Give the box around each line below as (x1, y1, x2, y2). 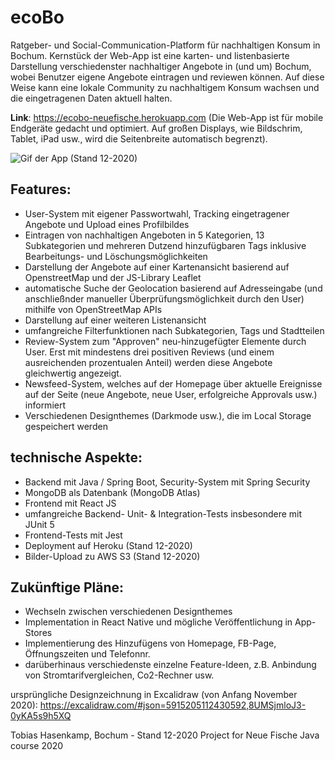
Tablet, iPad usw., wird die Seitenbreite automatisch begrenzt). (10, 132, 268, 145)
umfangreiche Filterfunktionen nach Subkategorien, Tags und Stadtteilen (24, 324, 325, 336)
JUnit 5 (24, 518, 55, 530)
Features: (10, 181, 72, 198)
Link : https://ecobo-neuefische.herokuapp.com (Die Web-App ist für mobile (10, 111, 324, 123)
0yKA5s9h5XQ (10, 710, 72, 722)
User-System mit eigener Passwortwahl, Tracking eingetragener (24, 207, 290, 220)
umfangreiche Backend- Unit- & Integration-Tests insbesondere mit (24, 507, 303, 520)
